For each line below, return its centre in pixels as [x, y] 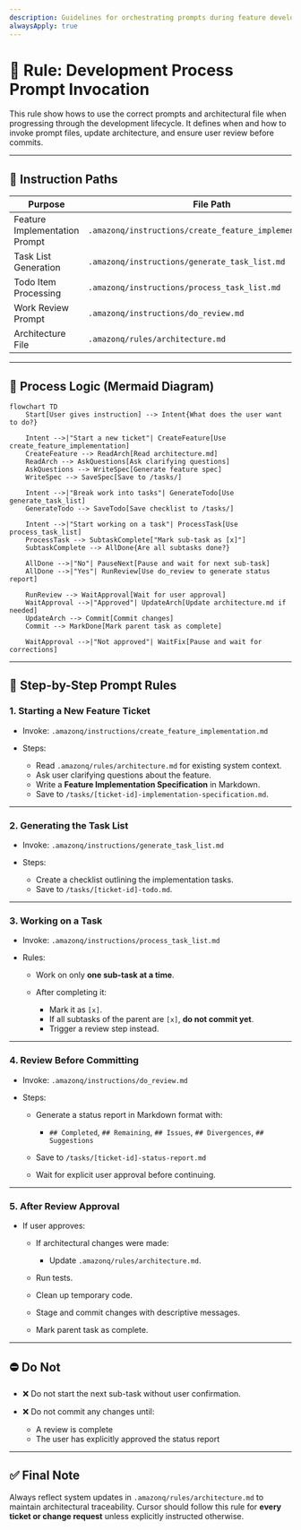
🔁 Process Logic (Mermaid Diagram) [112, 386]
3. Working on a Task [56, 921]
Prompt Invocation [79, 89]
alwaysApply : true [43, 26]
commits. [26, 142]
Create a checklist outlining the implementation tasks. [135, 880]
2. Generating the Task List [69, 825]
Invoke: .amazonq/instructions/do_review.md [105, 1079]
